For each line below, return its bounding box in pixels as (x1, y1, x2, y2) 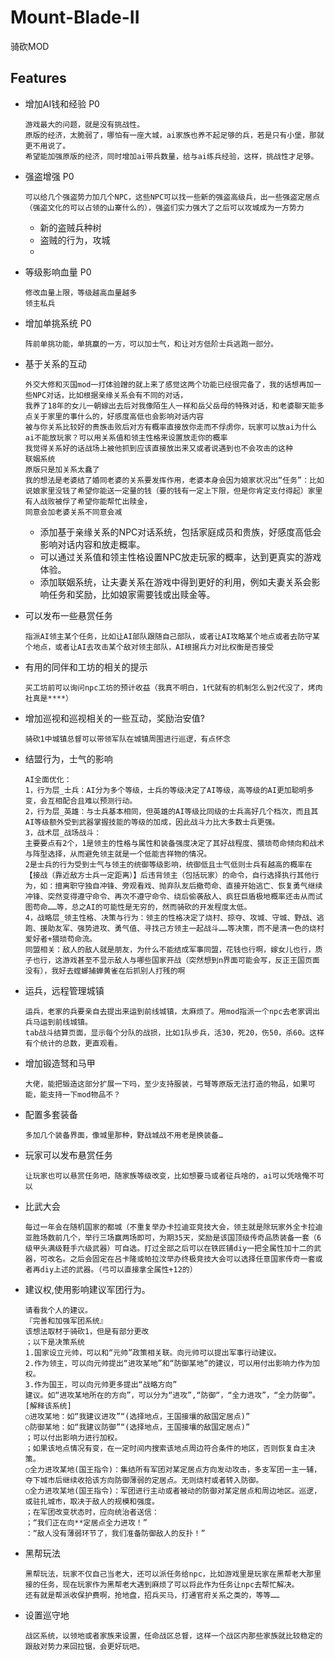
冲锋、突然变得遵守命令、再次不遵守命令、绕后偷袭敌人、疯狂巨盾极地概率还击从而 (24, 891, 316, 901)
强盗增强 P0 (24, 170, 75, 182)
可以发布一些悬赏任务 (24, 609, 113, 621)
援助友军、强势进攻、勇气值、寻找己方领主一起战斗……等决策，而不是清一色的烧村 (39, 923, 325, 933)
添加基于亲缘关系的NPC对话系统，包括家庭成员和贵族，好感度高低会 (39, 526, 322, 538)
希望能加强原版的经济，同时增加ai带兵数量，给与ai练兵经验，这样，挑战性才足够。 (24, 151, 319, 161)
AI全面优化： (24, 774, 72, 785)
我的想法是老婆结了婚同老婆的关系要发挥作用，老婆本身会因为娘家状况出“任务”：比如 (24, 475, 325, 485)
